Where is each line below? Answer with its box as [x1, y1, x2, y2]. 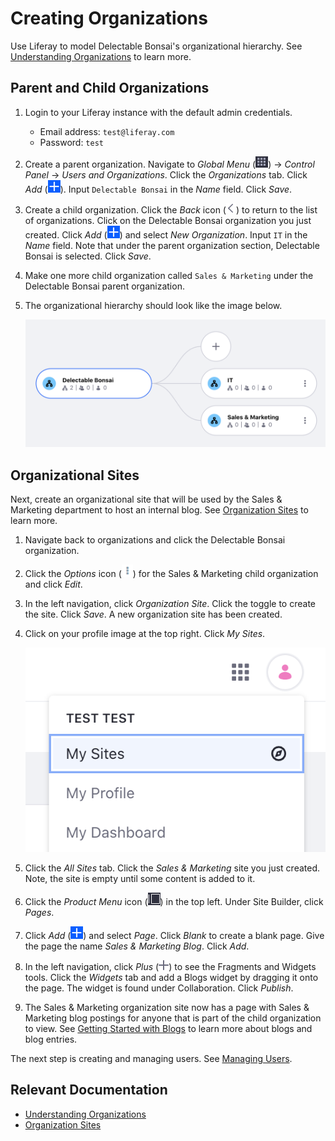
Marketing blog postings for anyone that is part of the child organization [24, 1012, 322, 1024]
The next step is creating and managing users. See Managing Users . [10, 1052, 293, 1064]
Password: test [39, 136, 104, 148]
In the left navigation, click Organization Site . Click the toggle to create [24, 598, 316, 610]
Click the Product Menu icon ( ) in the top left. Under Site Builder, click [24, 895, 324, 907]
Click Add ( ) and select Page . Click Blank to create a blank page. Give [24, 929, 325, 941]
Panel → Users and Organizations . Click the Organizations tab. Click [24, 168, 308, 181]
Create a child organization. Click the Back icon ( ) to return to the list [24, 203, 318, 216]
